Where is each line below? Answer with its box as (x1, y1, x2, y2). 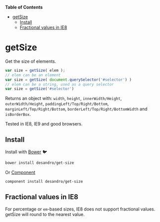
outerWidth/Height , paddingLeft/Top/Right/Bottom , (5, 101, 109, 107)
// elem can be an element (5, 72, 61, 78)
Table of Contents (5, 4, 43, 10)
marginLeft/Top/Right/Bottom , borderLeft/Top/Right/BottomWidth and (5, 106, 148, 112)
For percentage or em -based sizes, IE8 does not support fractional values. (5, 206, 156, 212)
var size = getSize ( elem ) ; (5, 68, 65, 73)
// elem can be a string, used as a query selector (5, 82, 114, 87)
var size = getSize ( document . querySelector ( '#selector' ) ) (5, 77, 132, 82)
